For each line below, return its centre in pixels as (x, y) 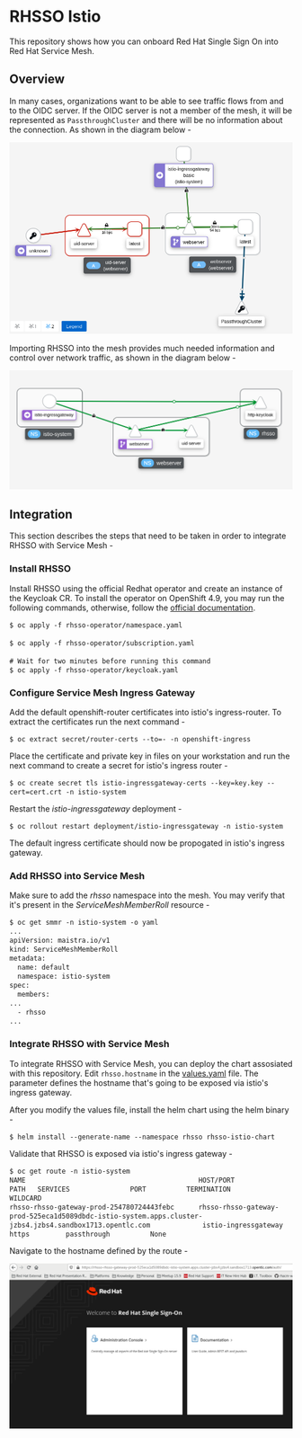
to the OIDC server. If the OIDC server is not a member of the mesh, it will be (151, 111)
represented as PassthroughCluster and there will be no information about (146, 120)
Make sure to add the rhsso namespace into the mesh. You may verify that (147, 895)
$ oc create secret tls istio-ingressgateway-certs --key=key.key (136, 784)
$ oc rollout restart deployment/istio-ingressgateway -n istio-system (146, 827)
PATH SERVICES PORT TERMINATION (120, 1189)
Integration (41, 515)
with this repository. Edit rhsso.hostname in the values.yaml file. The (134, 1073)
